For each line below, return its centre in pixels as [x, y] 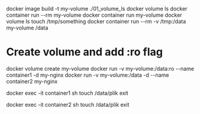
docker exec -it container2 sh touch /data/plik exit [68, 104]
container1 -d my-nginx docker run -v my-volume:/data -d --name [88, 75]
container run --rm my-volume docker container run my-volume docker [94, 15]
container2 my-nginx [32, 81]
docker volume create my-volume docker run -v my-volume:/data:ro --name [100, 68]
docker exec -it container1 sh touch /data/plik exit [67, 93]
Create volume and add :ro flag [84, 52]
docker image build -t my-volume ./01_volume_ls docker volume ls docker [97, 9]
